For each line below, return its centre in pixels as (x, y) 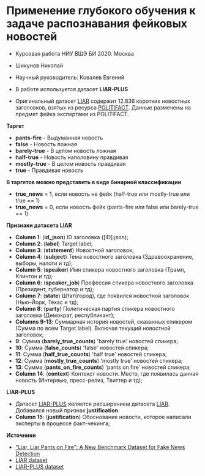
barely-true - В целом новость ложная (65, 151)
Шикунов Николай (39, 65)
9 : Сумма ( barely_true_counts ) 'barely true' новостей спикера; (97, 341)
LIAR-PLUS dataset (39, 466)
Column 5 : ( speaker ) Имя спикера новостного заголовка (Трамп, (100, 269)
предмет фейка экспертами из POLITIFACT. (72, 114)
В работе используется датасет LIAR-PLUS (72, 89)
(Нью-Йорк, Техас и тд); (47, 302)
